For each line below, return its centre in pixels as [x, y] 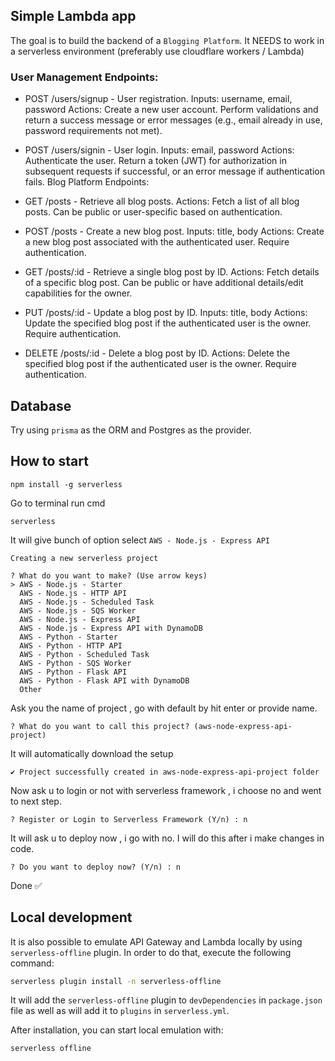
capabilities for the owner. [78, 293]
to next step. [36, 801]
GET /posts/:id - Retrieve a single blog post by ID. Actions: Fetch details [172, 272]
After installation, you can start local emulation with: [117, 1030]
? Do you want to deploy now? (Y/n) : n [96, 867]
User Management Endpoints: [84, 77]
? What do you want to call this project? [100, 726]
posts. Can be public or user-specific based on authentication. [153, 212]
